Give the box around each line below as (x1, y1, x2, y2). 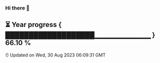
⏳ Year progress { (5, 20, 62, 29)
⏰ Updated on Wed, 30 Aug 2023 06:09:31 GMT (5, 52, 106, 58)
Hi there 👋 (5, 4, 30, 11)
